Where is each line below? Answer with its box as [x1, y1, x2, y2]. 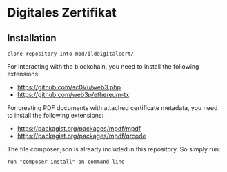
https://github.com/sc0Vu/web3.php [17, 83, 121, 91]
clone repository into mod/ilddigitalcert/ [7, 50, 135, 57]
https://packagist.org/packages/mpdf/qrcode [17, 132, 146, 140]
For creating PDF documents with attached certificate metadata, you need [7, 104, 218, 111]
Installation [7, 32, 57, 44]
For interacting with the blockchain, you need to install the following [7, 63, 199, 70]
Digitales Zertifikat [7, 5, 117, 21]
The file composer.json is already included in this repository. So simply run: [7, 145, 221, 153]
